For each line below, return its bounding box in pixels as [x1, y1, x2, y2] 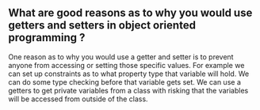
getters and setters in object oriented [8, 19, 197, 32]
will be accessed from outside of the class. [8, 94, 148, 104]
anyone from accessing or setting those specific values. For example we [8, 60, 245, 70]
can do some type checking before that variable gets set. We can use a [8, 77, 242, 86]
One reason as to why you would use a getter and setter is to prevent [8, 51, 234, 62]
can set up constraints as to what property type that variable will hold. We [8, 69, 250, 78]
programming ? [8, 31, 86, 44]
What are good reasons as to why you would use [8, 6, 253, 20]
